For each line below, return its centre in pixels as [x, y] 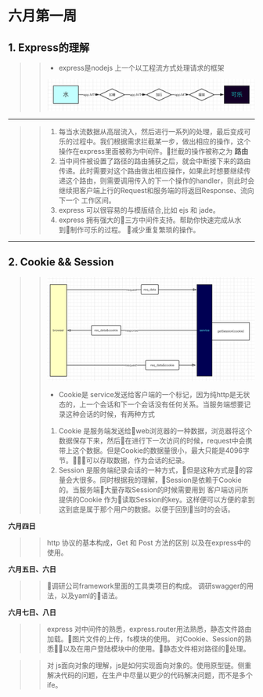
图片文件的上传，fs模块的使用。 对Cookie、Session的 [158, 639]
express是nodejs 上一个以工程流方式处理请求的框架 [141, 68]
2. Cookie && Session [61, 263]
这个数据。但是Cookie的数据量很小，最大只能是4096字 [161, 450]
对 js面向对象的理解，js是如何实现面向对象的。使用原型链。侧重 [149, 665]
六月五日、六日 [32, 569]
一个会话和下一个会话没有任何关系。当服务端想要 [165, 404]
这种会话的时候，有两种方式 [110, 414]
